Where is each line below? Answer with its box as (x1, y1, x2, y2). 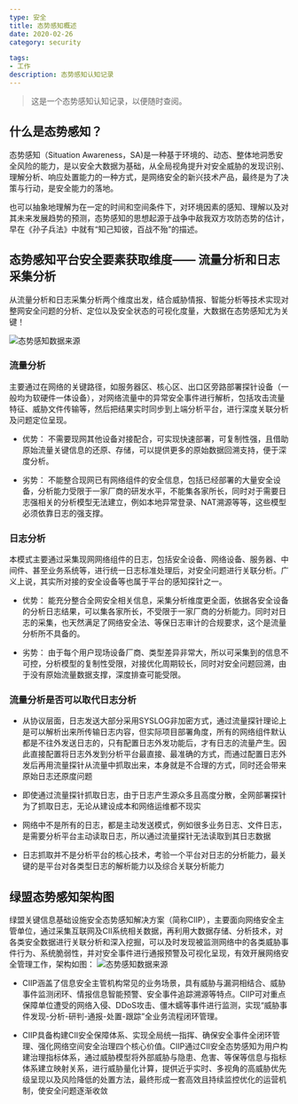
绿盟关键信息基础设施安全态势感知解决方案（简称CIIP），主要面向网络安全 (9, 915, 277, 926)
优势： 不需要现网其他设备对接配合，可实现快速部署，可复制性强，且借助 (21, 433, 289, 444)
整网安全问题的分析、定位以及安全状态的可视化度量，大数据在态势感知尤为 (9, 305, 281, 316)
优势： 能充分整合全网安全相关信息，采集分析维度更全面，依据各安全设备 (21, 595, 289, 606)
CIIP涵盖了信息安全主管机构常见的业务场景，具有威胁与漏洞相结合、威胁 (21, 978, 286, 989)
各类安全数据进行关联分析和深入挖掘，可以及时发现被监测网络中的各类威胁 (9, 937, 281, 948)
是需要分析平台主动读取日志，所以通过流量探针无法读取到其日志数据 (21, 831, 271, 841)
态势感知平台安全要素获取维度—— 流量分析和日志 (9, 252, 280, 267)
